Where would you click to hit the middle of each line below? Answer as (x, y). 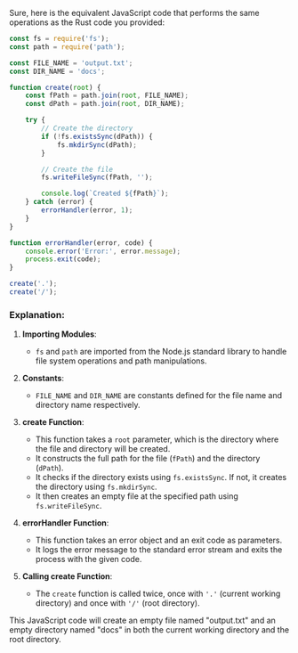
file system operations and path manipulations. (121, 361)
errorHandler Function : (65, 523)
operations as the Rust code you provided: (87, 22)
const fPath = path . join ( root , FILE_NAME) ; (107, 96)
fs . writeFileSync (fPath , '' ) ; (97, 177)
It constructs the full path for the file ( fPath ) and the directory (148, 459)
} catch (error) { (59, 202)
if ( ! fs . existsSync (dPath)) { (97, 136)
